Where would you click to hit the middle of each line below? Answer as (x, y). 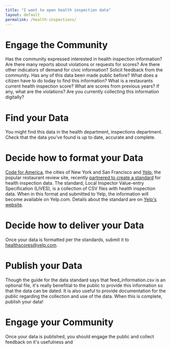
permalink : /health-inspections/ (41, 19)
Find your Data (37, 118)
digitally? (15, 97)
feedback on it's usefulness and (39, 342)
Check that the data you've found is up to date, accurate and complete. (80, 137)
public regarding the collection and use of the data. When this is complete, (84, 296)
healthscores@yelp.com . (31, 245)
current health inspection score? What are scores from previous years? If (82, 86)
